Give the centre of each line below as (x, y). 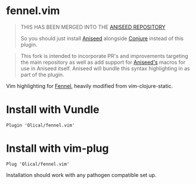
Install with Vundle (53, 110)
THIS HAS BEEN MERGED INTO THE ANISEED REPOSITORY (93, 27)
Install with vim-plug (57, 149)
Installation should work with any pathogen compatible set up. (82, 175)
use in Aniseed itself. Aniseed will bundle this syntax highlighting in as (105, 68)
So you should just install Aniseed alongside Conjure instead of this (102, 38)
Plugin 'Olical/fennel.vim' (41, 125)
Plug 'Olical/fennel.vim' (38, 164)
